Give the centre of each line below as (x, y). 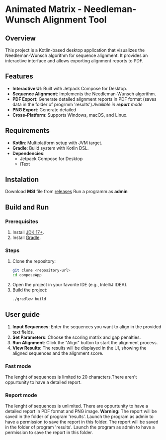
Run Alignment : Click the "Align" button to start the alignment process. (85, 342)
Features (19, 77)
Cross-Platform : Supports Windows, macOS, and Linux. (70, 115)
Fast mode (18, 366)
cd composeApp (27, 275)
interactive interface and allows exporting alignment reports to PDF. (74, 61)
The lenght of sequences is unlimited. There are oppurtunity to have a (77, 406)
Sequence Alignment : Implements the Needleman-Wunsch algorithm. (84, 94)
